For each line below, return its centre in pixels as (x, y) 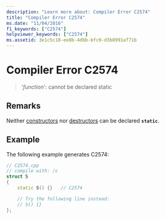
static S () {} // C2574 (50, 188)
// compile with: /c (32, 171)
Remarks (24, 106)
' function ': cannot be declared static (66, 87)
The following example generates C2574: (58, 154)
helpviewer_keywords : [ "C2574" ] (47, 35)
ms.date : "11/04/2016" (35, 23)
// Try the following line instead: (64, 199)
